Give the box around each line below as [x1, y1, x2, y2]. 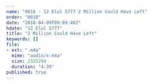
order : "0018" [6, 14, 42, 20]
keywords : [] [6, 36, 39, 42]
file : [6, 42, 20, 48]
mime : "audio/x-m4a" [11, 53, 63, 59]
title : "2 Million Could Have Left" [6, 31, 97, 37]
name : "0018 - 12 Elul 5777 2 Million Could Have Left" [6, 8, 148, 15]
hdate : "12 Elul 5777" [6, 25, 63, 31]
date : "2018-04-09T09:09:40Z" [6, 20, 82, 25]
